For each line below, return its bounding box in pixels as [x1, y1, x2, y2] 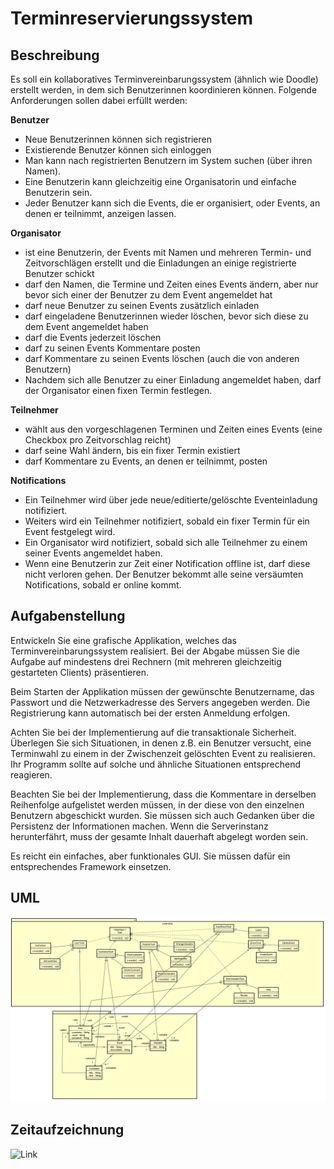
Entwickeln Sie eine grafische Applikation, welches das [10, 634, 237, 646]
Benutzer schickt [24, 268, 95, 279]
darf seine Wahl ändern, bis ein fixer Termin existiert [24, 445, 241, 456]
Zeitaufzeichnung [10, 1122, 125, 1139]
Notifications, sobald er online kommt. [24, 579, 182, 591]
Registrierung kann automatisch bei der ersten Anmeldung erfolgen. [10, 707, 291, 719]
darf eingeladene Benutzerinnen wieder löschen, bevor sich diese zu [24, 310, 309, 322]
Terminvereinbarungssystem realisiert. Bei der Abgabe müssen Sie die [10, 645, 300, 657]
